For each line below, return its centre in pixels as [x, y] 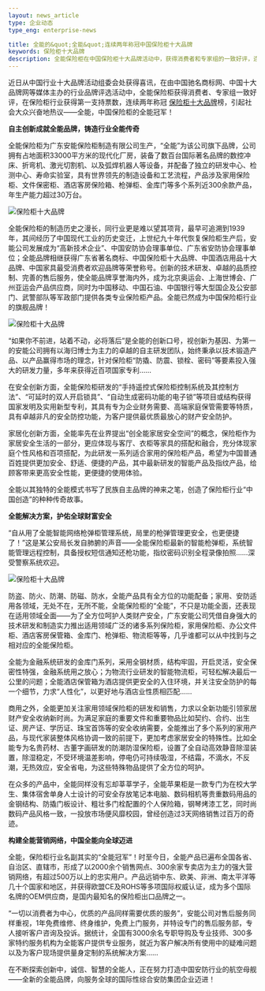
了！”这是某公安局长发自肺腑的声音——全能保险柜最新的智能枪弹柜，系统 [127, 542]
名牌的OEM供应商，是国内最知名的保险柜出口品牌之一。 [99, 896]
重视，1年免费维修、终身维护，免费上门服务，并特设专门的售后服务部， [130, 923]
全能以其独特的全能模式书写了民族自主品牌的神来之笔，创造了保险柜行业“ [127, 489]
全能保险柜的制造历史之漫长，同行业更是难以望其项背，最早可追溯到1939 [127, 228]
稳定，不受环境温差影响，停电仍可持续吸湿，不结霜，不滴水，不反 [142, 757]
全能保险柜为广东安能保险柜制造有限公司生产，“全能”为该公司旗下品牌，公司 [132, 145]
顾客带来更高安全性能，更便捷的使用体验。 [77, 473]
